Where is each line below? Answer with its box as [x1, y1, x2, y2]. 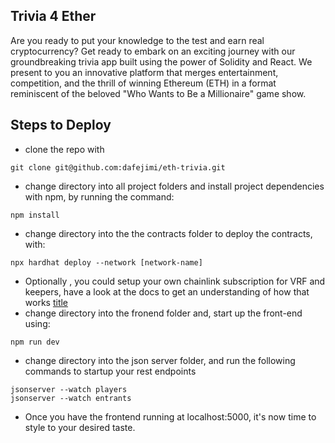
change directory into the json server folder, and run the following [24, 354, 296, 366]
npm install [10, 210, 60, 220]
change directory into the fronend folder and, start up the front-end [24, 307, 303, 319]
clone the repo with [24, 143, 105, 155]
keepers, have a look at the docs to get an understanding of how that [24, 285, 310, 298]
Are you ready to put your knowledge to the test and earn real [10, 34, 265, 46]
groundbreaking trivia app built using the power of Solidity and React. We [10, 55, 313, 68]
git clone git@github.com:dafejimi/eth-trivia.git [10, 162, 226, 173]
